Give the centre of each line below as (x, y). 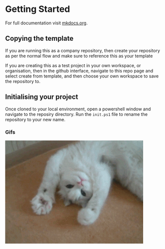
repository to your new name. (35, 119)
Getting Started (38, 9)
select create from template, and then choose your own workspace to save (82, 76)
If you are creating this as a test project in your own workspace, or (73, 65)
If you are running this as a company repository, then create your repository (83, 50)
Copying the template (39, 39)
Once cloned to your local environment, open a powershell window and (78, 109)
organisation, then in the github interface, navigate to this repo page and (79, 71)
